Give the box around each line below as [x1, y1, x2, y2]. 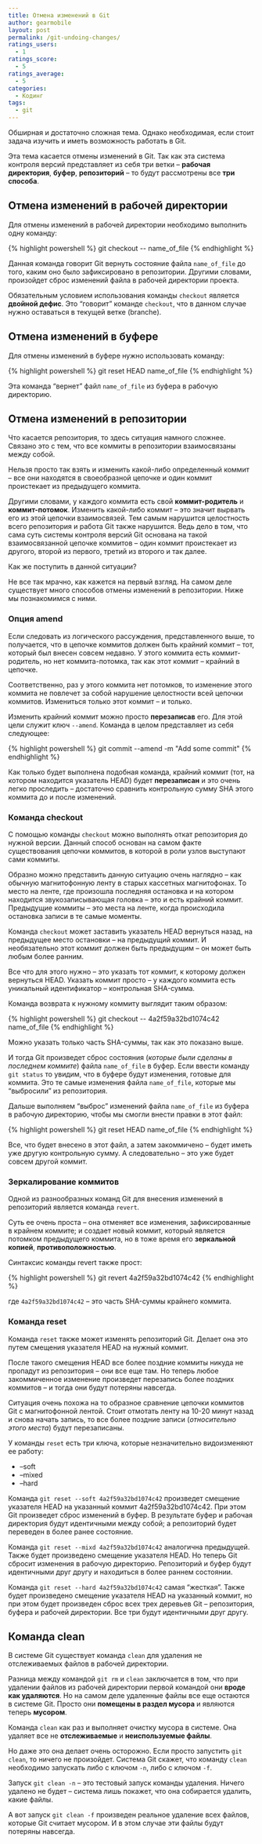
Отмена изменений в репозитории [8, 413, 188, 426]
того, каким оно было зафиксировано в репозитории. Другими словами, [8, 267, 252, 276]
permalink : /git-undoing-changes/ [8, 33, 121, 42]
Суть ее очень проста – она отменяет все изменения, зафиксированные [8, 1218, 251, 1227]
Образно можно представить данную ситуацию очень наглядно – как [8, 870, 242, 880]
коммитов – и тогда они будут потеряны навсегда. [8, 1383, 177, 1392]
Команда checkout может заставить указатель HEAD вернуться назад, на [8, 927, 253, 936]
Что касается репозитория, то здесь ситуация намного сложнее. [8, 433, 226, 443]
